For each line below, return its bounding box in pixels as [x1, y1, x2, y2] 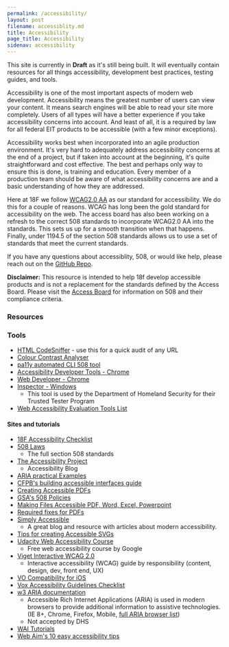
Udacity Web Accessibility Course [16, 537, 114, 545]
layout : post [7, 16, 45, 23]
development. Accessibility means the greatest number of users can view [7, 96, 215, 104]
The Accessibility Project [16, 457, 88, 465]
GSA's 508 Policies [16, 493, 71, 502]
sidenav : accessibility [7, 42, 75, 49]
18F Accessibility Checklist [16, 435, 93, 443]
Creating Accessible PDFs [16, 486, 91, 495]
